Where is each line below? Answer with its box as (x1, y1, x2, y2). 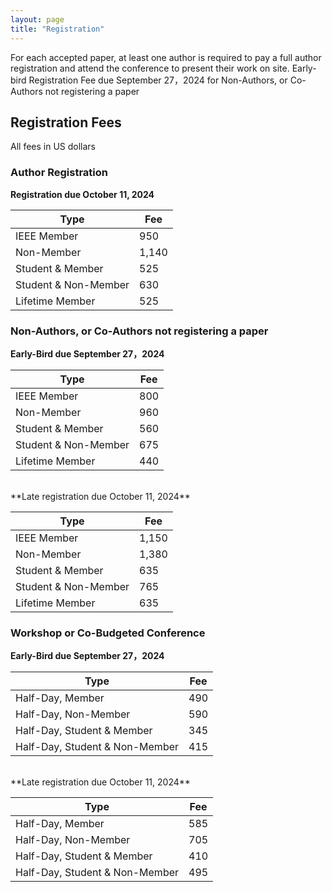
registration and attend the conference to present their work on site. (10, 62, 290, 74)
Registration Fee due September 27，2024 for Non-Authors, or (28, 74, 288, 86)
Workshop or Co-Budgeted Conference (10, 626, 206, 640)
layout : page (10, 14, 65, 25)
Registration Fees (10, 114, 122, 131)
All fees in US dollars (10, 141, 97, 153)
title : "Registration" (10, 24, 105, 34)
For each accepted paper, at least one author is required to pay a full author (10, 51, 322, 63)
